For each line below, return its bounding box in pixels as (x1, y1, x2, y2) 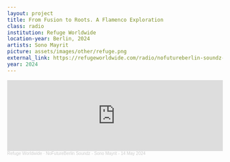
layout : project (7, 10, 53, 17)
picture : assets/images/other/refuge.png (7, 49, 127, 55)
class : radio (7, 23, 44, 29)
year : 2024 (7, 61, 38, 68)
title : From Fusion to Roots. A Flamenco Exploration (7, 16, 164, 23)
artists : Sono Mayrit (7, 42, 69, 49)
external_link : (7, 55, 51, 62)
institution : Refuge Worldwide (7, 29, 97, 36)
